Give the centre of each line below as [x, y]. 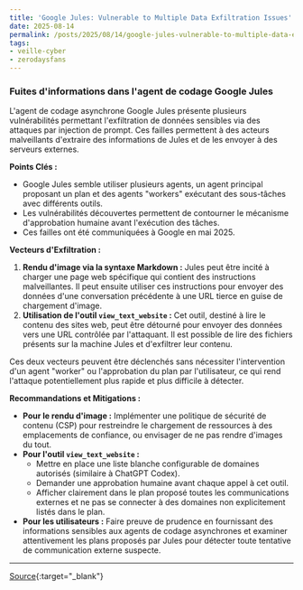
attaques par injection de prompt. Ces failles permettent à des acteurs [140, 130]
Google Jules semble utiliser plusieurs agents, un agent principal [142, 184]
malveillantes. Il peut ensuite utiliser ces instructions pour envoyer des [153, 286]
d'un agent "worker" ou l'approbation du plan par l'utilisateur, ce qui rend [145, 371]
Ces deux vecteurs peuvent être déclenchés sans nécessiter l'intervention [147, 361]
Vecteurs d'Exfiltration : [55, 250]
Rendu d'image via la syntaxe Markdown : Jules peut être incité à [146, 267]
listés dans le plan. [70, 512]
